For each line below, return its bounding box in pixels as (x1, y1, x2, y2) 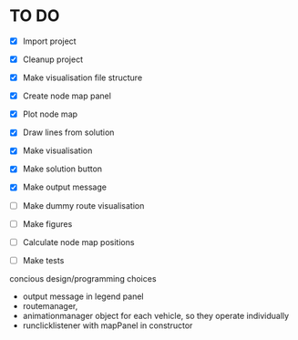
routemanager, (22, 300, 78, 311)
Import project (22, 36, 77, 46)
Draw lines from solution (22, 127, 115, 138)
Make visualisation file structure (22, 72, 143, 83)
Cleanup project (22, 54, 84, 65)
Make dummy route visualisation (22, 200, 145, 211)
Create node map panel (22, 90, 112, 101)
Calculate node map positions (22, 236, 135, 247)
